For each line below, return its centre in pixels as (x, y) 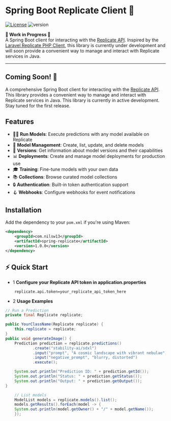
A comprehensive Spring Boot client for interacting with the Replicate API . (82, 89)
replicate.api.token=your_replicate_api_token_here (70, 291)
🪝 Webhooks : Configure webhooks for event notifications (74, 192)
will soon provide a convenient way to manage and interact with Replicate (82, 51)
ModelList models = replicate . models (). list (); (66, 400)
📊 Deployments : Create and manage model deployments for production (89, 156)
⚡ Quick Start (27, 267)
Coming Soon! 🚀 (31, 77)
